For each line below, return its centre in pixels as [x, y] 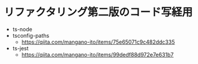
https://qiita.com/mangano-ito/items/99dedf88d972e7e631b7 [97, 54]
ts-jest [20, 48]
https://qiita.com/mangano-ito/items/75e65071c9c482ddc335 [98, 42]
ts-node [22, 29]
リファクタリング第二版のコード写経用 [98, 12]
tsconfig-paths [31, 35]
